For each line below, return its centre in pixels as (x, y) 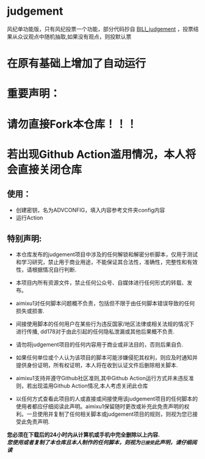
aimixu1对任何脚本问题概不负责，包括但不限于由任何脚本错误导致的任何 (105, 303)
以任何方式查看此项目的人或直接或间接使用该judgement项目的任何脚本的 (107, 399)
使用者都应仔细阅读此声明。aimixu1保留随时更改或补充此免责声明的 (100, 406)
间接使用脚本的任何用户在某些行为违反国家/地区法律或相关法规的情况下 (105, 324)
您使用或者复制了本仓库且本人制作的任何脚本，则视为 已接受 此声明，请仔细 (99, 442)
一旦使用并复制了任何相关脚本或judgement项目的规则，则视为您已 (110, 414)
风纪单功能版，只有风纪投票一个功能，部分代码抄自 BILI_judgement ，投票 (100, 29)
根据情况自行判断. (54, 270)
